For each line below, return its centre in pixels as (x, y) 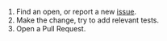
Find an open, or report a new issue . (76, 12)
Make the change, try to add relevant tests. (88, 20)
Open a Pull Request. (51, 29)
